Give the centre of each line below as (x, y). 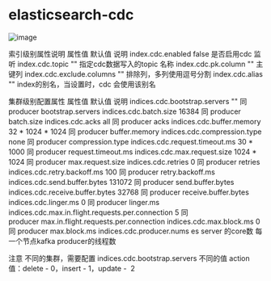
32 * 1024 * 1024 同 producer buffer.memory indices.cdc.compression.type (135, 132)
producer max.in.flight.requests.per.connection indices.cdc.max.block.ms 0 (134, 221)
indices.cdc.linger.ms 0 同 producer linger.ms (84, 202)
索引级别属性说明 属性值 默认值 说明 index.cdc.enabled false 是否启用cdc (130, 53)
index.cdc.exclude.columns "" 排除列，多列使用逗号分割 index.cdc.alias (144, 73)
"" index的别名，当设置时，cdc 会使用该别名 (82, 84)
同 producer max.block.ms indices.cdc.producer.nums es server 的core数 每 (135, 231)
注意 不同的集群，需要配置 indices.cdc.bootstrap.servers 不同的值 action (129, 258)
